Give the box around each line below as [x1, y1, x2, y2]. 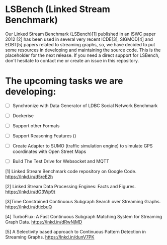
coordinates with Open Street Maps [12, 148, 87, 154]
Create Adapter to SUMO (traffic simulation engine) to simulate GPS [12, 143, 153, 149]
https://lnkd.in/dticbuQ [5, 204, 52, 210]
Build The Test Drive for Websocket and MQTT [12, 158, 110, 165]
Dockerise [12, 112, 34, 119]
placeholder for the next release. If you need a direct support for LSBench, [5, 52, 160, 58]
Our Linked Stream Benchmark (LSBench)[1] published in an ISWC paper [5, 31, 156, 37]
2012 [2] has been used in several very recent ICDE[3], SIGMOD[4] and [5, 36, 153, 42]
